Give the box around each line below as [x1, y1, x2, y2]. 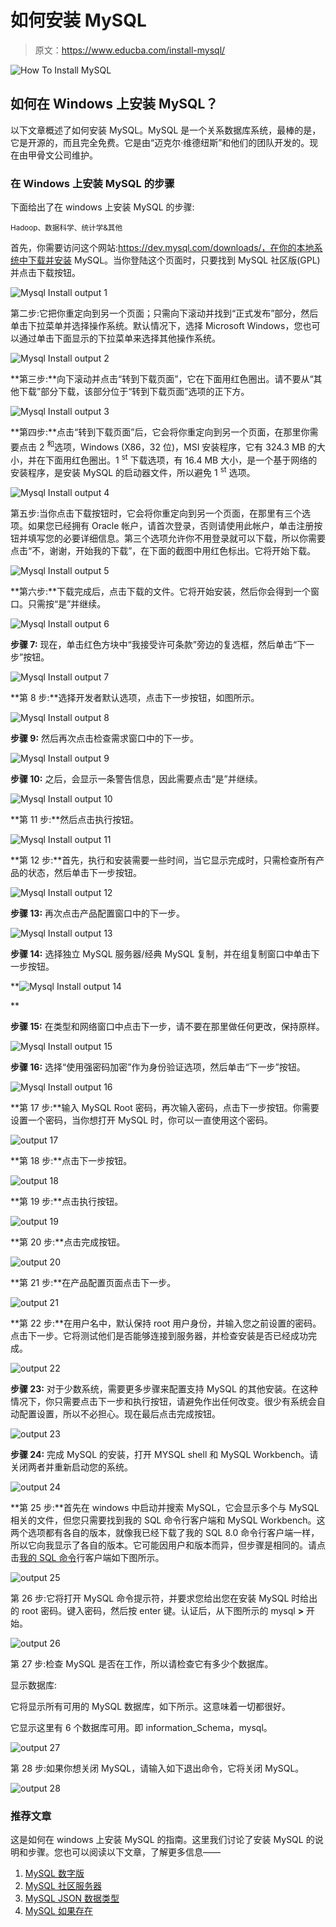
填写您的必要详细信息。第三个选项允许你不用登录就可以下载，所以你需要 [27, 532, 326, 545]
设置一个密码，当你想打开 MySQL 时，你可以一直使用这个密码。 [10, 1114, 274, 1126]
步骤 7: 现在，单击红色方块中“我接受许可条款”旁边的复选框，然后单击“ [10, 639, 298, 651]
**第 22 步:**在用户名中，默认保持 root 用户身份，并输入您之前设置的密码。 [10, 1317, 322, 1330]
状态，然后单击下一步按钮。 [27, 867, 142, 879]
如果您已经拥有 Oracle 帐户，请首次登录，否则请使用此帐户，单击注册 [27, 520, 315, 532]
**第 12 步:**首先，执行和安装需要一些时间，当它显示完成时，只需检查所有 [10, 854, 317, 866]
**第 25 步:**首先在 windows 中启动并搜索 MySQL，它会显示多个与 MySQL [10, 1502, 320, 1514]
